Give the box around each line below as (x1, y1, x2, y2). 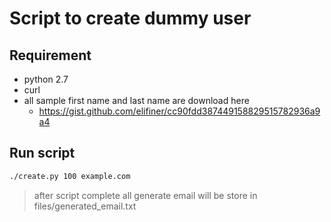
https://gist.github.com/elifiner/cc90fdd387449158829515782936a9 (38, 105, 321, 117)
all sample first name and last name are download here (23, 95, 250, 106)
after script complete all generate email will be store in (33, 189, 258, 201)
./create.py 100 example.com (9, 171, 131, 181)
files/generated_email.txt (33, 200, 137, 212)
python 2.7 (23, 73, 69, 85)
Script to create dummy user (9, 7, 252, 30)
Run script (9, 145, 76, 162)
